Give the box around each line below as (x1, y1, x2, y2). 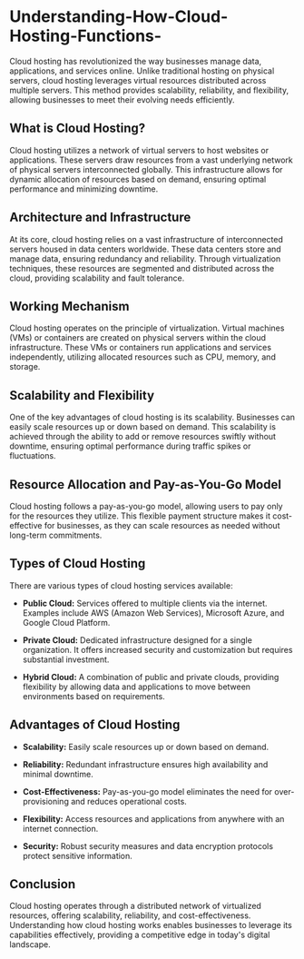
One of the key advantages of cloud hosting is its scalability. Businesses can (9, 411, 296, 423)
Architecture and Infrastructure (9, 210, 191, 225)
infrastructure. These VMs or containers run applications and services (9, 342, 272, 353)
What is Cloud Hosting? (9, 121, 146, 136)
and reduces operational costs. (71, 796, 188, 806)
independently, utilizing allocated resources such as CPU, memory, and (9, 351, 277, 362)
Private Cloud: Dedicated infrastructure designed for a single (22, 634, 252, 646)
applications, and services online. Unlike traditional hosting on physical (9, 65, 275, 76)
